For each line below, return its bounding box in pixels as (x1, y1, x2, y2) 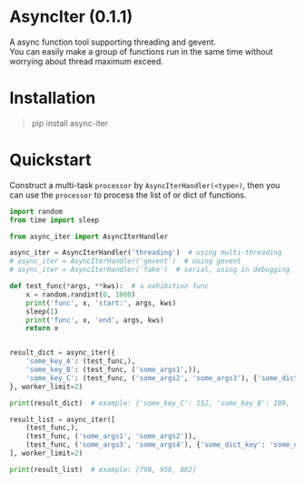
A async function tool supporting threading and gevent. (9, 36, 216, 47)
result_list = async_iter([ (9, 415, 116, 424)
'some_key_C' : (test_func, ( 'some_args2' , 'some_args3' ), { (25, 373, 258, 383)
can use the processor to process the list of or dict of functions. (9, 189, 247, 200)
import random (9, 206, 64, 216)
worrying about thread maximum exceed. (9, 55, 163, 66)
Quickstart (9, 150, 93, 170)
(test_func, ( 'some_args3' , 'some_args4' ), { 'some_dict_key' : (25, 440, 266, 449)
